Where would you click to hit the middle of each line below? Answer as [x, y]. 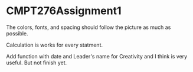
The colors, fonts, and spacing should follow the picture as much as [89, 27]
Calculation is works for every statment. [55, 45]
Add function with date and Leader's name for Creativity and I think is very [97, 56]
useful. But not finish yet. [37, 63]
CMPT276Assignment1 [64, 11]
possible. [17, 33]
